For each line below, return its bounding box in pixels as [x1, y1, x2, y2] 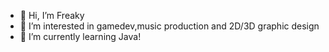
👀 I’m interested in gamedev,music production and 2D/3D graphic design [19, 20, 320, 32]
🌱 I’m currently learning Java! [19, 31, 142, 42]
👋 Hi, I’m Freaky [19, 10, 85, 21]
